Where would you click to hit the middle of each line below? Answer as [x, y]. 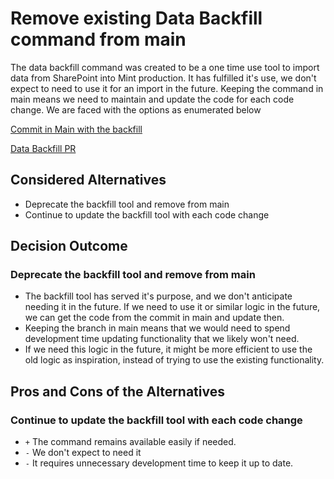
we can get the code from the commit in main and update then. [154, 318]
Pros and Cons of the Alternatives [117, 391]
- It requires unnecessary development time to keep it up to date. [159, 463]
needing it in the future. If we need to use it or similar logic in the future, [172, 307]
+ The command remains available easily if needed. [130, 442]
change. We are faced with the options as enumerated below [136, 109]
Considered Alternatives [88, 180]
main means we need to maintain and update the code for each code [152, 99]
